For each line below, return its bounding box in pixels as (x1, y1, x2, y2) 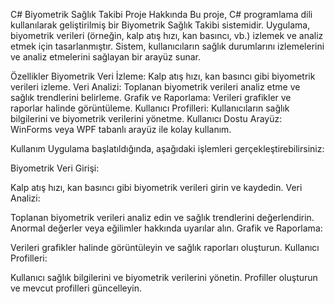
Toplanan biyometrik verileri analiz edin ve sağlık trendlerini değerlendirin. (10, 212, 315, 223)
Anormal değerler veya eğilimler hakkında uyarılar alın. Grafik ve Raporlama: (10, 222, 323, 234)
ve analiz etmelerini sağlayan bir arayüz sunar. (10, 51, 202, 63)
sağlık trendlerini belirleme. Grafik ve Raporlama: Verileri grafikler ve (10, 92, 292, 103)
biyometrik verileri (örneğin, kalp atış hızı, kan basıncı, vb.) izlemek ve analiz (10, 30, 324, 41)
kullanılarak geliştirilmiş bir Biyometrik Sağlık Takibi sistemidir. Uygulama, (10, 19, 311, 31)
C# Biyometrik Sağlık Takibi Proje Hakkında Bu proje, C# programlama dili (10, 9, 313, 20)
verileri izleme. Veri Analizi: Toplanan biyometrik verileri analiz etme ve (10, 81, 301, 93)
